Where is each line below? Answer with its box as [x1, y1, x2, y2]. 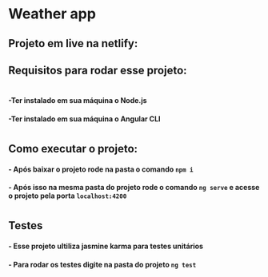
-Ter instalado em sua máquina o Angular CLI [8, 113, 162, 124]
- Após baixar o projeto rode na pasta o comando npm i [8, 164, 194, 174]
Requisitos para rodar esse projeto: [8, 63, 187, 77]
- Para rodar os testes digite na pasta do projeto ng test [8, 259, 197, 269]
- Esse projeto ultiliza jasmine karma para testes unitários [8, 241, 204, 251]
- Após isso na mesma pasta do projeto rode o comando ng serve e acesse [8, 183, 260, 192]
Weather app [8, 5, 96, 23]
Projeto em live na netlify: [8, 37, 138, 50]
